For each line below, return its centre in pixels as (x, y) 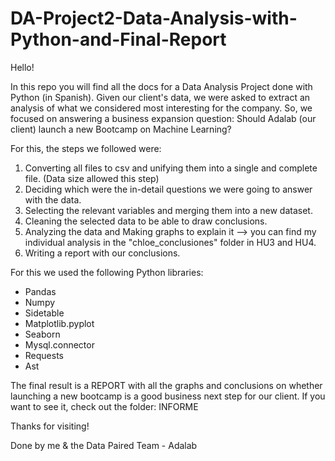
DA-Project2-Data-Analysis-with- (154, 18)
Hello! (22, 67)
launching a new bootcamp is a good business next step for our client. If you (168, 396)
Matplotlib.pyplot (59, 323)
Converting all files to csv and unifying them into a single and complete (171, 168)
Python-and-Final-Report (118, 39)
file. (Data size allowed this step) (92, 178)
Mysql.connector (59, 344)
